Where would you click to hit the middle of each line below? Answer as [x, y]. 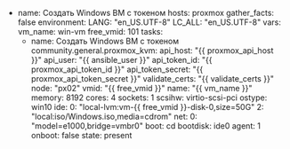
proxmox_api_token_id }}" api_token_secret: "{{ [117, 69]
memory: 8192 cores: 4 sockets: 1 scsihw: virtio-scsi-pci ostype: [149, 98]
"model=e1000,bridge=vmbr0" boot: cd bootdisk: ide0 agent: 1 [145, 126]
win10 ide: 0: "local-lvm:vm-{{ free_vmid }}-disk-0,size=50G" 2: [147, 107]
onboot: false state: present [81, 135]
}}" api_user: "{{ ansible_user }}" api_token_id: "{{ [121, 60]
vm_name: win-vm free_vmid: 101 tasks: [90, 31]
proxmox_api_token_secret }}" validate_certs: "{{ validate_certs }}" [152, 78]
